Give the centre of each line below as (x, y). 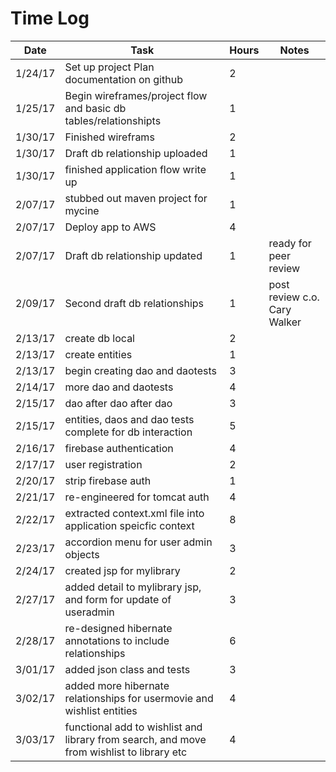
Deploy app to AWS (110, 227)
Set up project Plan (109, 67)
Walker (285, 322)
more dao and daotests (119, 387)
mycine (82, 210)
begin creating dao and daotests (140, 370)
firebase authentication (119, 448)
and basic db (95, 108)
